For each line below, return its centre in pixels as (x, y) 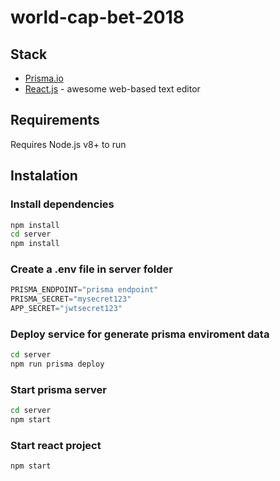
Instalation (44, 176)
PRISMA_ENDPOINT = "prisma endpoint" (84, 290)
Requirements (55, 120)
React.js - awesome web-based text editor (112, 89)
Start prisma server (58, 390)
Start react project (56, 446)
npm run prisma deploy (57, 364)
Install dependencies (62, 204)
